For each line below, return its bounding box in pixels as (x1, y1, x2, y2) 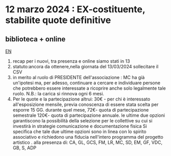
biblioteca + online (5, 35, 66, 43)
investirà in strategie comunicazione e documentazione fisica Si (12, 123, 147, 129)
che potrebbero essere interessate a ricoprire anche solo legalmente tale (12, 85, 166, 91)
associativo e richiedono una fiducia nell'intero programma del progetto (12, 134, 163, 140)
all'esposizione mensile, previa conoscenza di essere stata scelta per (12, 101, 159, 108)
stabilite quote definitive (5, 14, 111, 26)
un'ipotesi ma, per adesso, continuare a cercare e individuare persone (12, 80, 161, 86)
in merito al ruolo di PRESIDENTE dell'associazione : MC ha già (12, 74, 145, 80)
